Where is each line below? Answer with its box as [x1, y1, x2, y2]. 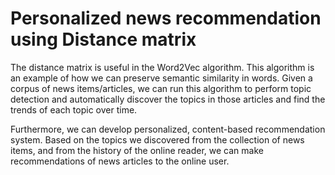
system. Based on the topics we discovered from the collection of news [10, 133, 305, 146]
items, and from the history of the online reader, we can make [10, 144, 264, 156]
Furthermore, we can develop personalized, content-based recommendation [10, 123, 326, 135]
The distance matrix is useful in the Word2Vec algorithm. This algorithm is [10, 61, 315, 73]
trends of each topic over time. [10, 103, 138, 116]
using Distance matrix [10, 28, 197, 51]
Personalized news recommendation [10, 7, 322, 30]
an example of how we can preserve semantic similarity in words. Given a [10, 72, 313, 84]
